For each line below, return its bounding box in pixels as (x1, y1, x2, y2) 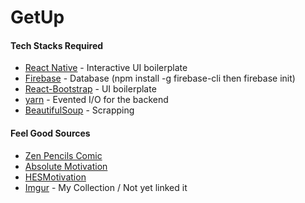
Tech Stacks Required (10, 39, 104, 51)
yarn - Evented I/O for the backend (24, 94, 169, 106)
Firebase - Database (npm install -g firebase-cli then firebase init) (24, 72, 296, 85)
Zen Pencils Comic (24, 149, 103, 161)
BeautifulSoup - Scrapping (24, 104, 135, 116)
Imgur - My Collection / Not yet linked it (24, 181, 188, 193)
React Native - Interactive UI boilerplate (24, 62, 188, 74)
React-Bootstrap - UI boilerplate (24, 83, 157, 95)
